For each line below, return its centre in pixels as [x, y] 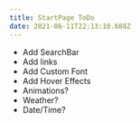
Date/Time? [44, 109]
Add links [40, 61]
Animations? [46, 90]
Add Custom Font [55, 71]
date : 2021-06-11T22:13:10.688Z [70, 26]
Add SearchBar [51, 52]
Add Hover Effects [56, 80]
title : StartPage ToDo [52, 18]
